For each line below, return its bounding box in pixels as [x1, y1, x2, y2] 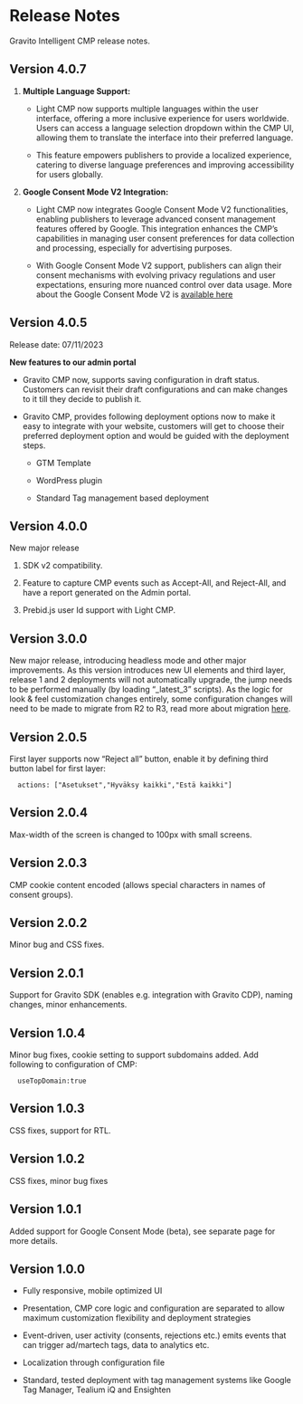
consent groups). [9, 889, 74, 900]
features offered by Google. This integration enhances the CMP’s [35, 223, 279, 234]
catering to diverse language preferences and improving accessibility [35, 159, 295, 170]
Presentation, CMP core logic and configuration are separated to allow [22, 1303, 285, 1313]
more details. [9, 1235, 59, 1246]
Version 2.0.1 [9, 965, 84, 980]
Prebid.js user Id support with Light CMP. [22, 605, 176, 616]
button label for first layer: [9, 763, 107, 774]
